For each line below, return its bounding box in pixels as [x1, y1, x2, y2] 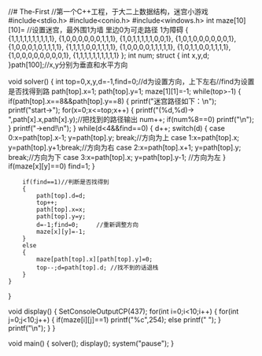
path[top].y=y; [36, 213, 87, 221]
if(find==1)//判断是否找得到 [22, 178, 109, 186]
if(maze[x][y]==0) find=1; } [8, 161, 96, 171]
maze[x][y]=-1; [36, 228, 87, 235]
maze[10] [216, 16, 246, 25]
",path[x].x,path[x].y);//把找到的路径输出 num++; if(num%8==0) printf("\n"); [8, 115, 254, 124]
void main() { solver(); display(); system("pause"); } [8, 339, 175, 348]
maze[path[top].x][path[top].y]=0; [36, 255, 153, 263]
